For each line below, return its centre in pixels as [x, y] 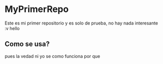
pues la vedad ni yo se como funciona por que [52, 56]
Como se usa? [27, 44]
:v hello [12, 28]
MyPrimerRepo [37, 9]
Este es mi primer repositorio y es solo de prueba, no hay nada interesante [81, 23]
